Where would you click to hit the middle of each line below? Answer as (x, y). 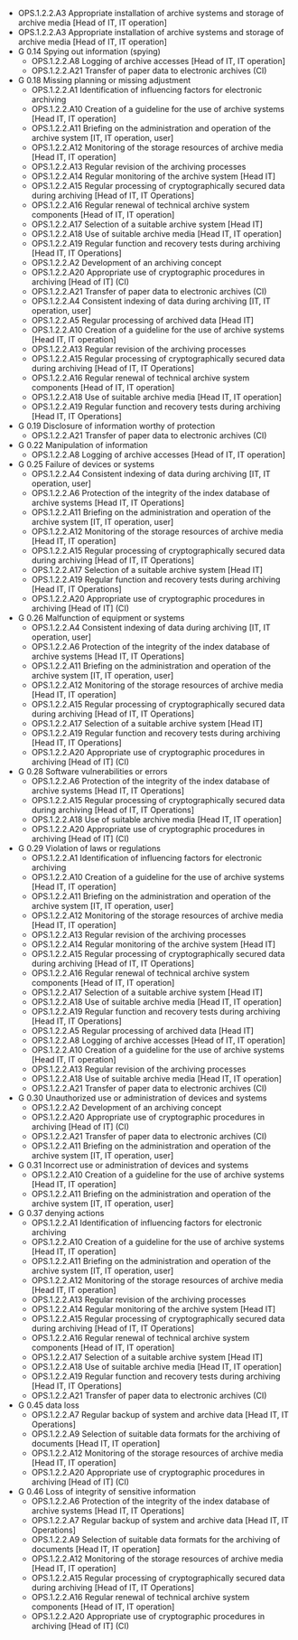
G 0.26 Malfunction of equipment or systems (101, 618)
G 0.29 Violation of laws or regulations (89, 848)
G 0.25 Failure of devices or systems (86, 464)
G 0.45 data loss (48, 1405)
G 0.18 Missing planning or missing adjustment (104, 80)
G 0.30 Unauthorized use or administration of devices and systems (142, 1098)
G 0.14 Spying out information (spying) (89, 52)
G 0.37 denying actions (61, 1213)
